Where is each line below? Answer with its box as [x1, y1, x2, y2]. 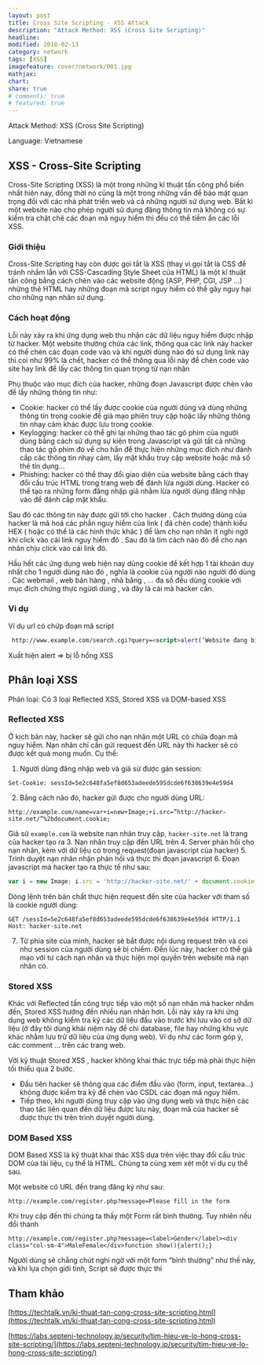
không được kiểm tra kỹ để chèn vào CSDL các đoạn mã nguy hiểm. [19, 1087, 240, 1097]
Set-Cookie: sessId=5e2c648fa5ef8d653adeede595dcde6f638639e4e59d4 [8, 779, 234, 787]
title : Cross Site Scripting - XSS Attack [8, 19, 149, 27]
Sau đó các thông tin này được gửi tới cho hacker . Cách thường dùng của [8, 509, 247, 520]
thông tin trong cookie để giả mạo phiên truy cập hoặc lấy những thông [19, 411, 251, 420]
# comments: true [8, 92, 65, 100]
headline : [8, 33, 41, 42]
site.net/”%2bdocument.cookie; [8, 815, 111, 823]
